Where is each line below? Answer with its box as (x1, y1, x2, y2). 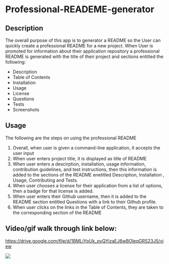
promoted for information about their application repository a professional (5, 48, 160, 54)
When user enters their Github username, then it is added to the (12, 193, 147, 199)
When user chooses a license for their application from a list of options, (12, 182, 163, 189)
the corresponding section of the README (12, 210, 102, 216)
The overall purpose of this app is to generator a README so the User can (5, 37, 161, 43)
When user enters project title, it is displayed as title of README (12, 155, 147, 161)
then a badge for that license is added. (12, 188, 94, 194)
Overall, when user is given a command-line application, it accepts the (12, 144, 160, 151)
